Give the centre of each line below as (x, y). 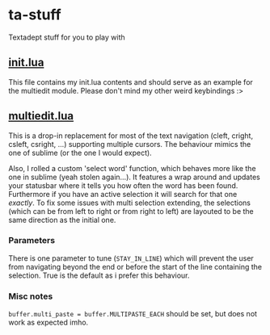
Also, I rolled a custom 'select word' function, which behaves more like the (132, 168)
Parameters (32, 241)
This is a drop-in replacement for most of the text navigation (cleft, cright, (131, 136)
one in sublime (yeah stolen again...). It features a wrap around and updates (134, 177)
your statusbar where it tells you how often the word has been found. (123, 185)
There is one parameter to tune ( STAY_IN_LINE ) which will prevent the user (131, 258)
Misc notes (31, 296)
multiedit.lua (41, 116)
